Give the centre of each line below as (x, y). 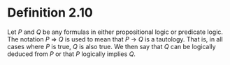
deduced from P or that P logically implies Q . (72, 54)
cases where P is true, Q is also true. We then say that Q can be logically (112, 46)
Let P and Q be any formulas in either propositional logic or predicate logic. (115, 32)
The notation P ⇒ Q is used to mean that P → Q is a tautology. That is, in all (115, 39)
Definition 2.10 (50, 13)
